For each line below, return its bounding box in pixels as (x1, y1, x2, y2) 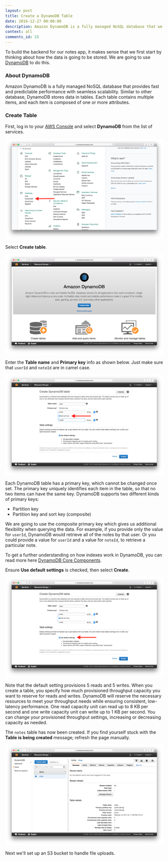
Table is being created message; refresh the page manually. (5, 735, 130, 741)
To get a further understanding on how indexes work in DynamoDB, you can (5, 552, 162, 558)
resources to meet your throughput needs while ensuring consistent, (5, 698, 147, 704)
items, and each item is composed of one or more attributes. (5, 99, 130, 105)
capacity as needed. (5, 720, 48, 726)
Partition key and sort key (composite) (12, 511, 92, 517)
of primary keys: (5, 496, 39, 502)
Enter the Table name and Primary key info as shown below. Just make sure (5, 359, 163, 365)
